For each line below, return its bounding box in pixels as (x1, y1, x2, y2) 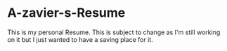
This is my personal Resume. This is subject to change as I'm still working (7, 28, 221, 36)
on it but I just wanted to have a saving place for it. (7, 35, 153, 43)
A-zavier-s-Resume (7, 5, 126, 21)
